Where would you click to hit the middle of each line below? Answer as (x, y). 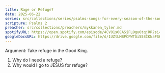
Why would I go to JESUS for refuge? (50, 65)
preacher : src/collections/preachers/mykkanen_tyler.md (63, 28)
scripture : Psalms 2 (26, 23)
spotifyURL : (17, 32)
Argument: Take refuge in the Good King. (47, 50)
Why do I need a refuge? (37, 60)
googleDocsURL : (21, 37)
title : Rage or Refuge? (29, 9)
